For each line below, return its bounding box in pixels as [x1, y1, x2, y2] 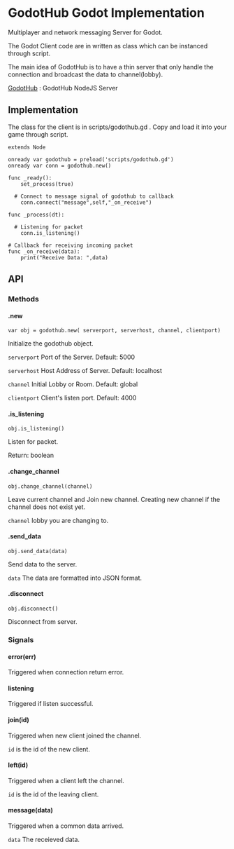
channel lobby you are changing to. [8, 516, 109, 524]
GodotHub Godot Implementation [8, 5, 205, 21]
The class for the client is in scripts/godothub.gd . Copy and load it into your [8, 123, 227, 131]
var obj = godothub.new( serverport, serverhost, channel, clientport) [8, 327, 221, 334]
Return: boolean [8, 451, 54, 460]
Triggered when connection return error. [8, 668, 124, 677]
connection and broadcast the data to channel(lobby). [8, 70, 163, 79]
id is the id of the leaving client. [8, 790, 99, 799]
